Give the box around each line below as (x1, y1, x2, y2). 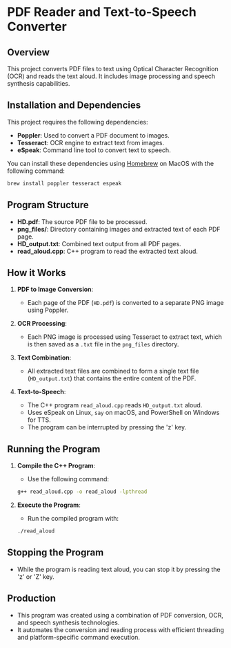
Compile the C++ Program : (17, 461, 96, 470)
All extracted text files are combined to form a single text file (27, 367, 199, 376)
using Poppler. (27, 306, 69, 315)
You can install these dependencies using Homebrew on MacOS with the (7, 159, 214, 167)
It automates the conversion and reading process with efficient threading (17, 625, 224, 633)
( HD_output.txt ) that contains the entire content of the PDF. (27, 374, 197, 382)
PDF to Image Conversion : (17, 285, 94, 294)
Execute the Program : (17, 501, 81, 509)
